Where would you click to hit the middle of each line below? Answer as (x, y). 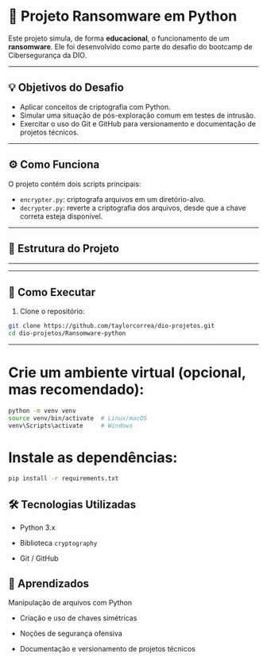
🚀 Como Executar (52, 292)
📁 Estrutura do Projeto (64, 249)
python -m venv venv (43, 410)
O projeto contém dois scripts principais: (75, 184)
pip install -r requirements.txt (64, 479)
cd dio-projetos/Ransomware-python (67, 333)
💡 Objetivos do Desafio (66, 88)
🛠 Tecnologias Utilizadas (72, 504)
